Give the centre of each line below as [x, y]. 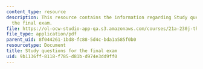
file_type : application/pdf [42, 34]
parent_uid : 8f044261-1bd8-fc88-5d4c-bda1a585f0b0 [71, 40]
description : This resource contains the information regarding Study [97, 17]
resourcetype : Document [36, 46]
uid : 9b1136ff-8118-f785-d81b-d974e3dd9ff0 [62, 56]
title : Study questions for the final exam [62, 51]
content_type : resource [36, 12]
